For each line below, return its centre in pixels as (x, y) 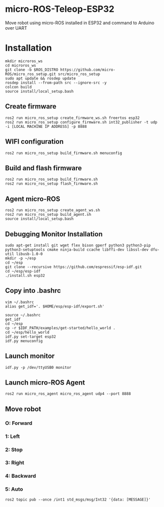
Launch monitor (30, 356)
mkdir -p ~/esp (21, 258)
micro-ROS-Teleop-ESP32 (60, 9)
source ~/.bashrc (23, 315)
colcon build (18, 87)
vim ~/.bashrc (20, 302)
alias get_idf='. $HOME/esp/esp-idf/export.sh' (55, 306)
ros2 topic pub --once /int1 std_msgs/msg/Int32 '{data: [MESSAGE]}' (78, 500)
